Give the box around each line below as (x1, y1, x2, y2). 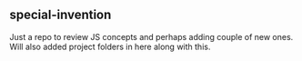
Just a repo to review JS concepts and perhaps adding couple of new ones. (9, 31, 294, 42)
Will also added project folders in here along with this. (9, 41, 211, 52)
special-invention (9, 7, 112, 23)
